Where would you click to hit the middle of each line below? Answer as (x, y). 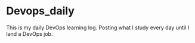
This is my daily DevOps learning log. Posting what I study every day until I (98, 27)
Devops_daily (40, 11)
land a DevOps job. (30, 33)
